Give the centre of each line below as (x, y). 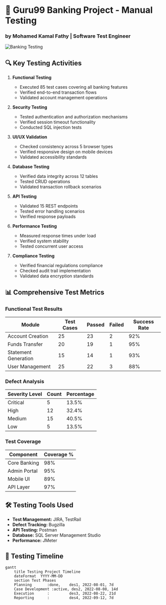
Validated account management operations (63, 98)
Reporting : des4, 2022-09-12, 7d (64, 598)
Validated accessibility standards (53, 157)
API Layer (19, 487)
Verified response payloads (48, 217)
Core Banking (23, 463)
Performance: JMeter (35, 541)
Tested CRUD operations (45, 182)
